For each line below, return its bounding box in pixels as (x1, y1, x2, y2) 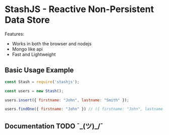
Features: (5, 31, 25, 37)
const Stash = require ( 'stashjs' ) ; (5, 79, 80, 84)
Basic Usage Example (5, 66, 74, 75)
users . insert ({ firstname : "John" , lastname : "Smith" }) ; (5, 97, 129, 103)
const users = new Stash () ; (5, 88, 64, 94)
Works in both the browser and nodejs (12, 40, 92, 46)
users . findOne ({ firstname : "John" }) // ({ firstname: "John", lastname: (5, 107, 165, 112)
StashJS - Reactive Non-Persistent (5, 4, 154, 15)
